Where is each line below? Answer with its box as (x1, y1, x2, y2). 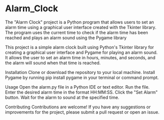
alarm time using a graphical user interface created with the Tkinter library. (5, 24, 157, 30)
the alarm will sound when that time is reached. (5, 60, 101, 66)
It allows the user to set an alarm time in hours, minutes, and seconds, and (5, 54, 156, 60)
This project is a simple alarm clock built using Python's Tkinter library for (5, 44, 154, 50)
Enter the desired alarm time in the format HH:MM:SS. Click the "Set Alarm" (5, 89, 158, 95)
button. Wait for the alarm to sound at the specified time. (5, 94, 119, 100)
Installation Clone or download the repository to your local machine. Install (5, 69, 156, 75)
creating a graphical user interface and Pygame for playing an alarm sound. (5, 49, 158, 55)
